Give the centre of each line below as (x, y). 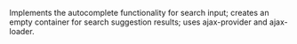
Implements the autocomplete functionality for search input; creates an (139, 13)
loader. (22, 31)
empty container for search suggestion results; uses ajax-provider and (139, 22)
